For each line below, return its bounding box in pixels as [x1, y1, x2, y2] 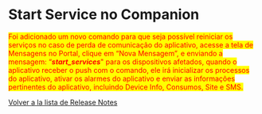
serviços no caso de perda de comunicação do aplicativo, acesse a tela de [8, 40, 254, 49]
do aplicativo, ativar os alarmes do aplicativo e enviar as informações [8, 74, 236, 83]
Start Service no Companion [8, 6, 200, 24]
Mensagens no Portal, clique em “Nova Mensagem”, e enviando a [8, 48, 223, 58]
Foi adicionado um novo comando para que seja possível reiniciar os [8, 32, 233, 41]
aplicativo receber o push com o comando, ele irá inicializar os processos [8, 65, 250, 74]
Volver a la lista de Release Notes [8, 97, 118, 107]
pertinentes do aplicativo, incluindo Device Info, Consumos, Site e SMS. [8, 82, 244, 92]
